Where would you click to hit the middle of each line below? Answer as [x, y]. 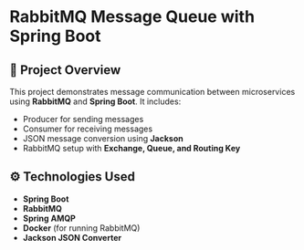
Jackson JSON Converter [72, 237]
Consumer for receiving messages [88, 129]
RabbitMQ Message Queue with [132, 17]
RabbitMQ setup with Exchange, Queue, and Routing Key [131, 148]
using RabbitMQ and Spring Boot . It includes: [95, 101]
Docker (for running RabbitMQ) [81, 228]
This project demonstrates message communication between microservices [152, 92]
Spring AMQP [49, 218]
